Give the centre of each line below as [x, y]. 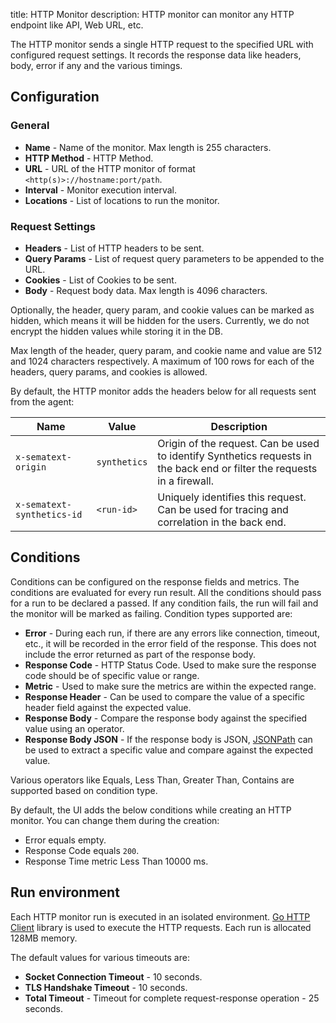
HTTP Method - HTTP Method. [89, 158]
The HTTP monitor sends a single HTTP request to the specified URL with [162, 44]
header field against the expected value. [108, 707]
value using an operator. [74, 728]
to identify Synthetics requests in [235, 456]
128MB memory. [44, 938]
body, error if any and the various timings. [96, 65]
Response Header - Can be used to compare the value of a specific [165, 696]
